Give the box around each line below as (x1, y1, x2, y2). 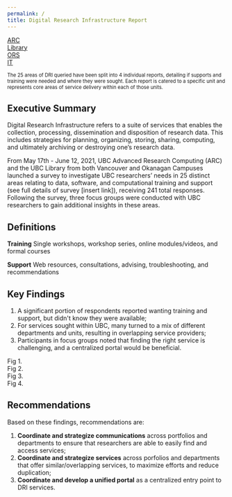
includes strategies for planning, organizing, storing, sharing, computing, (7, 136, 215, 144)
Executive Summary (7, 102, 97, 114)
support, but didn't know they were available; (17, 314, 147, 322)
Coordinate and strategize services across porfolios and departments (17, 453, 220, 461)
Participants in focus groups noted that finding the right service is (17, 336, 206, 345)
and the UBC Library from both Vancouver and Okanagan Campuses (7, 164, 204, 173)
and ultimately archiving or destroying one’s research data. (7, 143, 175, 152)
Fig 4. (7, 379, 24, 387)
